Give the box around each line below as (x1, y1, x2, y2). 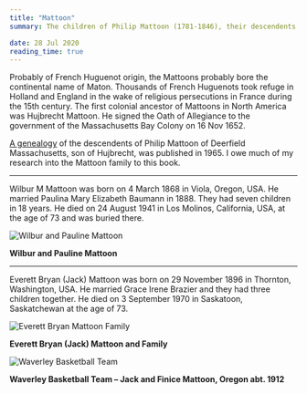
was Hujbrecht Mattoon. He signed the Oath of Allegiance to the (9, 110, 251, 121)
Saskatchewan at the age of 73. (9, 303, 129, 315)
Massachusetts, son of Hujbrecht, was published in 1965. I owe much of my (9, 148, 294, 159)
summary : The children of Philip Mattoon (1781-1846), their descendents (9, 22, 297, 31)
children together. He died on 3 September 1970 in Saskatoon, (9, 294, 244, 305)
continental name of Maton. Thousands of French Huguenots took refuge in (9, 81, 294, 92)
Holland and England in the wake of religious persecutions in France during (9, 91, 292, 102)
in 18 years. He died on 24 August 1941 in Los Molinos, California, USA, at (9, 202, 286, 214)
